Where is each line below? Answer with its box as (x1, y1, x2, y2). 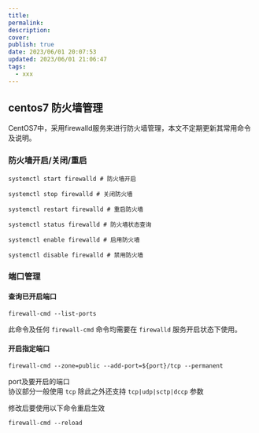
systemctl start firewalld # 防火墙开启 (8, 175, 136, 183)
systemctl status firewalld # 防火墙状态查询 (8, 220, 152, 228)
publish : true (8, 41, 55, 49)
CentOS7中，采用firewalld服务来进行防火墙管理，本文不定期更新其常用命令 (8, 124, 252, 133)
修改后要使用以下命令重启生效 (8, 403, 105, 413)
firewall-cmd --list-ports (8, 309, 97, 317)
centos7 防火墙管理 (8, 102, 104, 115)
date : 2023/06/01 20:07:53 (8, 48, 97, 56)
